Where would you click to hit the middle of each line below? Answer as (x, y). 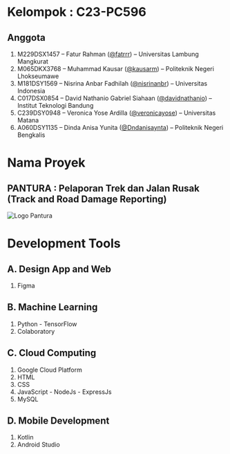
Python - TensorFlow (47, 324)
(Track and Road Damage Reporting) (87, 199)
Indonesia (31, 91)
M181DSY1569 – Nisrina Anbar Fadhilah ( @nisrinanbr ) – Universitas (112, 83)
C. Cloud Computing (52, 353)
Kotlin (25, 437)
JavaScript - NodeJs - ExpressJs (64, 392)
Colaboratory (36, 331)
